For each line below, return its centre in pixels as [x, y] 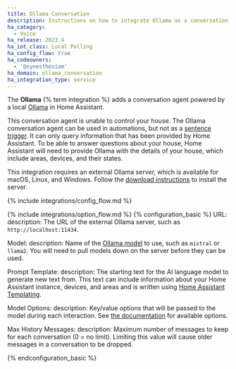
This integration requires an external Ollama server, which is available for [113, 172]
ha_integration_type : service [52, 80]
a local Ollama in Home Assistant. [56, 107]
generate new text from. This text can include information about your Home [117, 279]
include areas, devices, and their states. [65, 158]
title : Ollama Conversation [49, 14]
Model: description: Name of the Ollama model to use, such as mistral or [114, 243]
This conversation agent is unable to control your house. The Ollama [106, 121]
